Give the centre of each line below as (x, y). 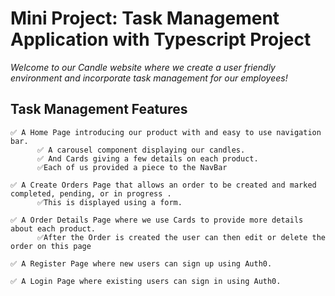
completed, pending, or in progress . (91, 193)
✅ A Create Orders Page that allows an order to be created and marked (163, 185)
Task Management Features (99, 109)
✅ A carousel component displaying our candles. (141, 150)
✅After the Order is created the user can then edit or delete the (181, 237)
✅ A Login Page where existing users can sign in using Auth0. (146, 281)
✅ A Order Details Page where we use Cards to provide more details (157, 220)
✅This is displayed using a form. (109, 202)
